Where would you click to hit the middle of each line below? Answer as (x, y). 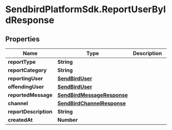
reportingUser (26, 79)
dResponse (30, 20)
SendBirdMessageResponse (93, 95)
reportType (22, 62)
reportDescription (30, 112)
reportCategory (27, 70)
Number (68, 120)
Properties (23, 39)
